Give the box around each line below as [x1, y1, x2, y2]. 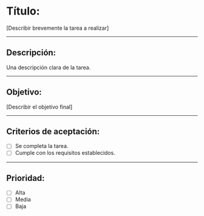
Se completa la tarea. [15, 143, 69, 150]
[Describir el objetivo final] [6, 103, 73, 110]
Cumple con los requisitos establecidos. [15, 149, 115, 157]
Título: [6, 4, 41, 18]
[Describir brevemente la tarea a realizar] [6, 24, 109, 32]
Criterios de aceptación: [6, 126, 100, 137]
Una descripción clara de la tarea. [6, 64, 91, 71]
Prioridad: [6, 173, 45, 183]
